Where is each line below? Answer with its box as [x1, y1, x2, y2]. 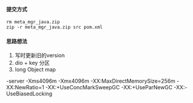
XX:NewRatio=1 [6, 84, 45, 91]
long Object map [14, 66, 56, 73]
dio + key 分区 [14, 60, 50, 67]
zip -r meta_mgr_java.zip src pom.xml [6, 24, 103, 30]
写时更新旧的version [14, 52, 65, 59]
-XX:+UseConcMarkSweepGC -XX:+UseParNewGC [45, 84, 173, 91]
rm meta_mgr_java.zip [6, 19, 60, 25]
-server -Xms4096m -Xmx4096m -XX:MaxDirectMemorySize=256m [6, 77, 176, 85]
